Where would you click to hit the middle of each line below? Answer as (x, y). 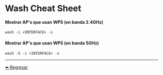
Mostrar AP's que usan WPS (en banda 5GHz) (52, 43)
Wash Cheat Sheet (43, 8)
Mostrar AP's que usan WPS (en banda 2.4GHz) (54, 22)
